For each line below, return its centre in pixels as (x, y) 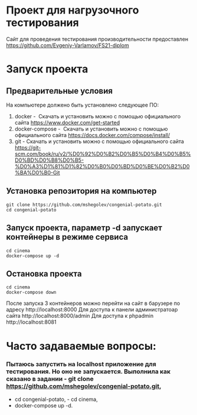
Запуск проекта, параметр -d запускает (84, 228)
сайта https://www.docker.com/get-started (67, 122)
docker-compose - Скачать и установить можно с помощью (91, 129)
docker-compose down (32, 293)
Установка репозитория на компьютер (82, 191)
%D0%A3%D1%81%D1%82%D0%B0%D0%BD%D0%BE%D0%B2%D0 (102, 166)
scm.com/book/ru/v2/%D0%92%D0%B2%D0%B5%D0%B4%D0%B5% (103, 154)
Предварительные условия (60, 91)
